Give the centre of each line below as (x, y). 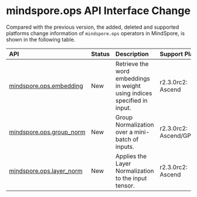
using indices (134, 93)
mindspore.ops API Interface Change (98, 11)
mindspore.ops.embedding (46, 86)
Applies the (131, 156)
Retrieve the (132, 64)
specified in (131, 100)
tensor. (125, 185)
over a (124, 132)
